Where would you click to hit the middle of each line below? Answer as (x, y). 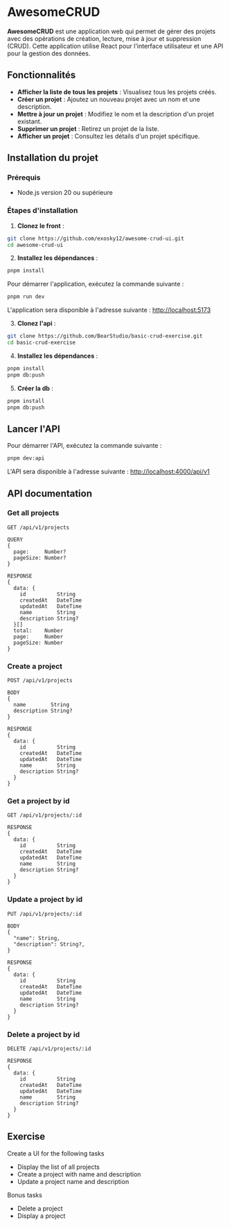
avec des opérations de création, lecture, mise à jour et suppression (104, 38)
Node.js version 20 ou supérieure (65, 193)
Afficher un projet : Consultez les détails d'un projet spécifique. (108, 136)
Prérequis (24, 177)
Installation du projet (53, 158)
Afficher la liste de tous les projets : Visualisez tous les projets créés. (117, 92)
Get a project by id (39, 801)
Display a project (41, 1216)
